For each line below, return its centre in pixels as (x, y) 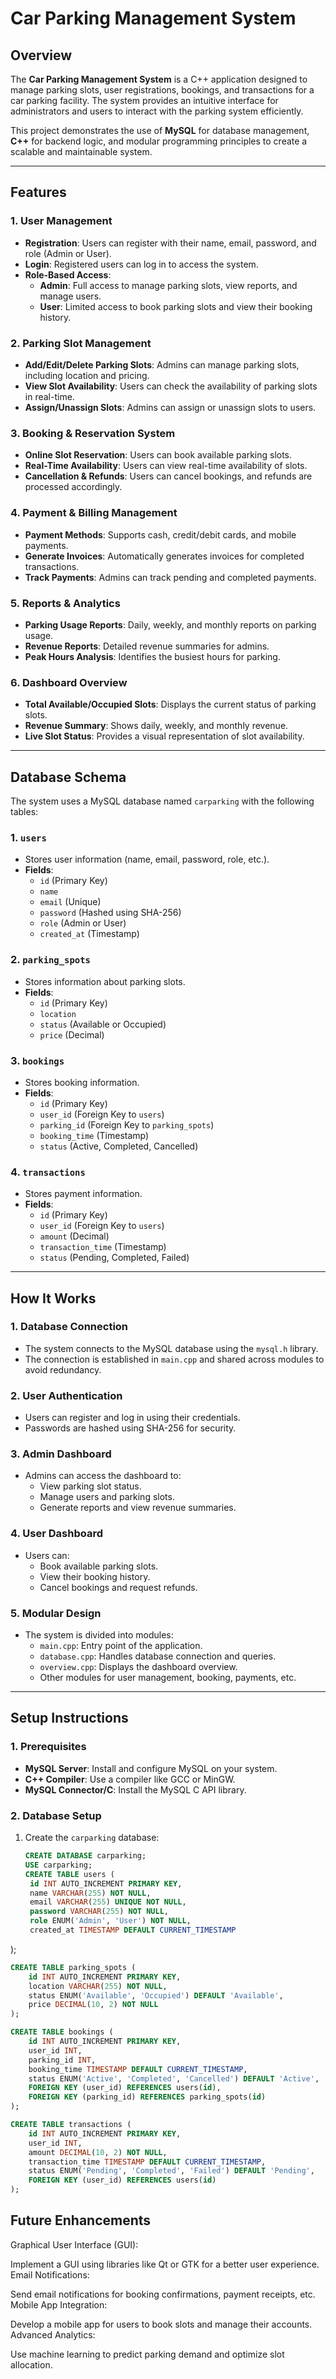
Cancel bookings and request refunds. (118, 1587)
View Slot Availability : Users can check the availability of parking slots (171, 386)
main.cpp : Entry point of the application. (121, 1646)
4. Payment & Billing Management (94, 513)
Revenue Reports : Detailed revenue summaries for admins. (147, 646)
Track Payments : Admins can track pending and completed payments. (170, 577)
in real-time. (49, 396)
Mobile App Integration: (59, 2304)
